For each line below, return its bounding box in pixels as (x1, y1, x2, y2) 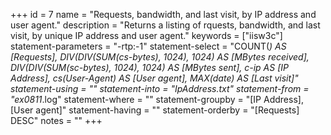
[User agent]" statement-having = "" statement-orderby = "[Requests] (10, 104, 300, 116)
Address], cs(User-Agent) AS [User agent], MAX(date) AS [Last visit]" (10, 72, 299, 84)
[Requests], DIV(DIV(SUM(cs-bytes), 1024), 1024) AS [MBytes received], (10, 51, 310, 63)
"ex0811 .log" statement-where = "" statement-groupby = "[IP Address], (10, 94, 304, 105)
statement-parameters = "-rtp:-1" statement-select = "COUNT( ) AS (10, 40, 287, 52)
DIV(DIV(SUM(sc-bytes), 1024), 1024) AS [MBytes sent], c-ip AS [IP (10, 62, 289, 73)
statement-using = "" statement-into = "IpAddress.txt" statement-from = (10, 83, 310, 94)
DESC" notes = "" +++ (10, 115, 103, 126)
